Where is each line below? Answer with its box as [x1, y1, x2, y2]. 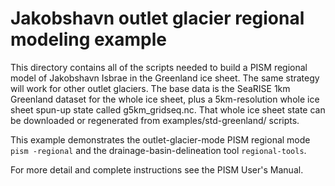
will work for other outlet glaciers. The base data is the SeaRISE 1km [10, 82, 291, 94]
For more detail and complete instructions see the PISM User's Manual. [10, 163, 304, 176]
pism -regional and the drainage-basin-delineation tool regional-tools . [10, 144, 307, 156]
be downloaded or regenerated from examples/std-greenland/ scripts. [10, 114, 300, 126]
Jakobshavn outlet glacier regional [10, 7, 305, 30]
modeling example [10, 28, 168, 51]
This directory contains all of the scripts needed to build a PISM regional [10, 61, 308, 73]
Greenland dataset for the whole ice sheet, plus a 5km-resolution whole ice [10, 93, 320, 105]
